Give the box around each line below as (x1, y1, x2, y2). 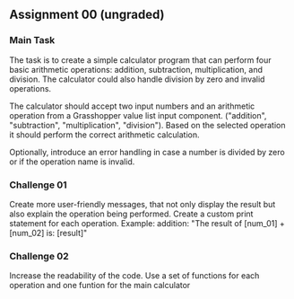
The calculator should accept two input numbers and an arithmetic (9, 101, 255, 111)
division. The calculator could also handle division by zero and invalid (9, 74, 265, 84)
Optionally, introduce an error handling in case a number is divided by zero (9, 146, 285, 157)
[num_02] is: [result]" (9, 227, 88, 238)
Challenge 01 (9, 179, 67, 191)
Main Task (9, 34, 56, 47)
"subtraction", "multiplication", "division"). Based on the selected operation (9, 119, 286, 130)
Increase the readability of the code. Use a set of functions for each (9, 270, 260, 281)
